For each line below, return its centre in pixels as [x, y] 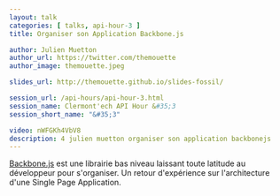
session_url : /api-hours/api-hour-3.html [87, 98]
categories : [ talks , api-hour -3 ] [75, 26]
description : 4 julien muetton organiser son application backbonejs [140, 139]
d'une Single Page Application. [65, 183]
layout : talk [33, 17]
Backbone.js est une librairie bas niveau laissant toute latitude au [128, 163]
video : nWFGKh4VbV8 [45, 130]
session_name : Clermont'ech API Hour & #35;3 [93, 106]
